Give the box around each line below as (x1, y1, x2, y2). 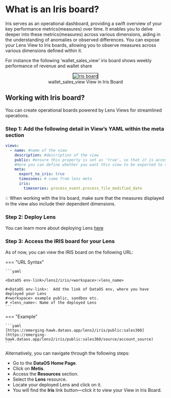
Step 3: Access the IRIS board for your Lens (5, 238, 115, 245)
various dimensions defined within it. (5, 47, 82, 54)
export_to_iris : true (18, 172, 65, 177)
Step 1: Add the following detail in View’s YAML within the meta (5, 125, 164, 132)
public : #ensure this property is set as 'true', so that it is (14, 157, 154, 163)
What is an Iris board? (5, 4, 99, 15)
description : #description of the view (14, 152, 99, 157)
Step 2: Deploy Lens (5, 213, 56, 220)
